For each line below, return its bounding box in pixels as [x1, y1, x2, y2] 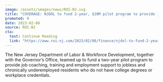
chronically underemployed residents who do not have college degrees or [5, 67, 153, 73]
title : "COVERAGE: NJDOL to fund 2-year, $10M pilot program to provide [5, 12, 155, 16]
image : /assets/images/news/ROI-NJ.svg [5, 7, 86, 12]
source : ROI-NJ [5, 25, 36, 30]
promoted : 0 [5, 16, 29, 21]
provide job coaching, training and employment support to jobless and [5, 62, 146, 68]
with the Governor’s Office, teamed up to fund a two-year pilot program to [5, 56, 153, 63]
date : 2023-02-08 [5, 20, 40, 26]
